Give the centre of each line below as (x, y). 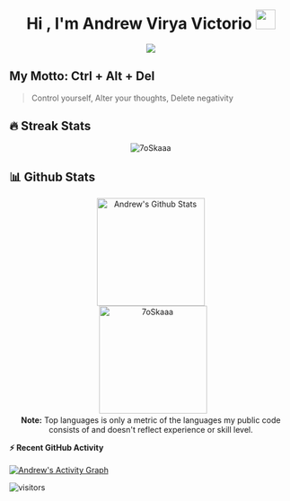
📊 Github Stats (53, 176)
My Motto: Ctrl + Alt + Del (82, 76)
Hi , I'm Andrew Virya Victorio (139, 24)
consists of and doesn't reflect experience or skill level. (151, 430)
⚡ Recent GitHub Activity (57, 448)
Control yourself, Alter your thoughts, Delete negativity (132, 98)
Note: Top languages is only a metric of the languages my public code (151, 420)
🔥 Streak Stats (50, 126)
